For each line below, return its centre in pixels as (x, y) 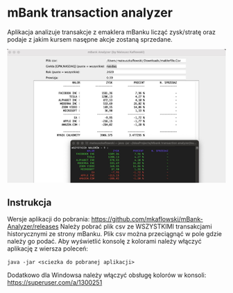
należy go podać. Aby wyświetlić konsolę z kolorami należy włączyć (105, 242)
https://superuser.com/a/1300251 (55, 283)
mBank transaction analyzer (90, 13)
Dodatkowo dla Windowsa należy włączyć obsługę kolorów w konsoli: (107, 275)
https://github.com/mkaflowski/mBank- (147, 219)
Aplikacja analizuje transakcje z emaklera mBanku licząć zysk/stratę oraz (112, 32)
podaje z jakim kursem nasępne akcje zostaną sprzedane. (90, 39)
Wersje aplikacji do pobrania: (49, 219)
